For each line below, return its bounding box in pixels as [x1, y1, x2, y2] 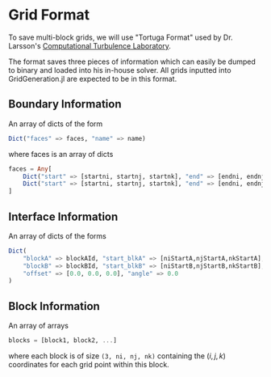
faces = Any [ [8, 164, 52, 173]
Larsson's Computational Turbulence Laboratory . [8, 40, 172, 50]
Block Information [8, 299, 101, 313]
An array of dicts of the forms [8, 231, 106, 240]
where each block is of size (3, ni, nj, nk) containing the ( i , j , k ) [8, 351, 226, 361]
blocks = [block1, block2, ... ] [8, 337, 117, 345]
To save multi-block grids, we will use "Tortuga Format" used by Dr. [8, 32, 233, 42]
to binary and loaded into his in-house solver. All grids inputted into [8, 65, 231, 74]
